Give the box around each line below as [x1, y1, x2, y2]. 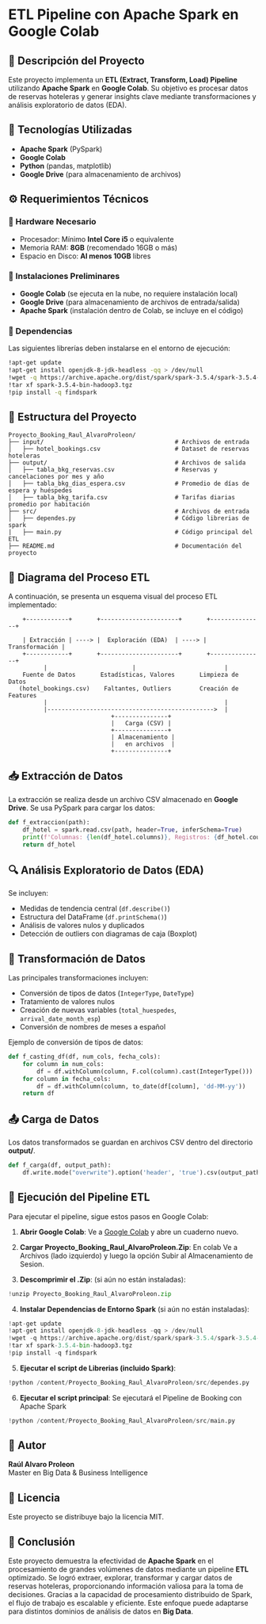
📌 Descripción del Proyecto [8, 54, 145, 67]
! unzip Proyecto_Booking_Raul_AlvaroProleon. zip [8, 1290, 172, 1297]
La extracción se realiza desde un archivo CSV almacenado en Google [8, 794, 239, 804]
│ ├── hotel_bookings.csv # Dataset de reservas [8, 445, 249, 453]
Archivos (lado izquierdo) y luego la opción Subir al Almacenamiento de [19, 1251, 253, 1260]
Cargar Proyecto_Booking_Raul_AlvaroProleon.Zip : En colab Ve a [19, 1242, 238, 1251]
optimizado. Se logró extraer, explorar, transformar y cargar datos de [8, 1573, 233, 1583]
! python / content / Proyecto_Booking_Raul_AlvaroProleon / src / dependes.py [8, 1378, 249, 1386]
